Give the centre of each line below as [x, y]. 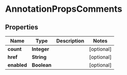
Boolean [42, 65]
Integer [40, 49]
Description [70, 41]
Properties [22, 27]
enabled [17, 65]
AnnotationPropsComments [64, 9]
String [39, 57]
